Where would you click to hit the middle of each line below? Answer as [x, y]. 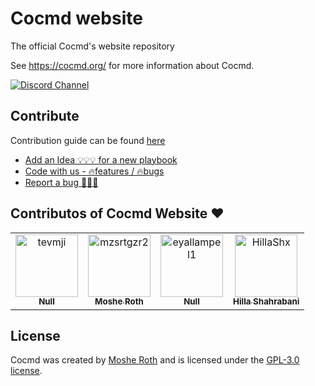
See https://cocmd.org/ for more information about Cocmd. [132, 65]
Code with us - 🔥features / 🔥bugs [94, 171]
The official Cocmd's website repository [92, 46]
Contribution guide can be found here [88, 140]
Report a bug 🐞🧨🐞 [61, 182]
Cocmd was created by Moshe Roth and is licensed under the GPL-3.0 [155, 360]
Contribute [45, 116]
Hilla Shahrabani [266, 301]
